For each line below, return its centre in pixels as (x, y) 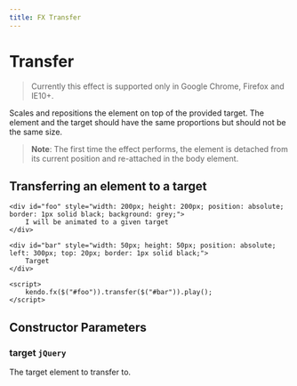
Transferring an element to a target (108, 186)
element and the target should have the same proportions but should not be (148, 122)
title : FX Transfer (45, 17)
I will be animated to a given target (97, 222)
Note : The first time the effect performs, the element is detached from (160, 149)
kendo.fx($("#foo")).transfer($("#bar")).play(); (119, 293)
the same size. (36, 132)
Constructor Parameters (78, 327)
